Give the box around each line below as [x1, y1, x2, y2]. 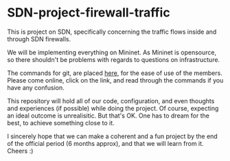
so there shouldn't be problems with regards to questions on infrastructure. [7, 55, 220, 63]
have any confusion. [7, 83, 65, 92]
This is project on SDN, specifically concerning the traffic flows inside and [7, 28, 217, 36]
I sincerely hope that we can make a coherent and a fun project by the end [7, 132, 218, 140]
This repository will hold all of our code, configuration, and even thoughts [7, 96, 215, 105]
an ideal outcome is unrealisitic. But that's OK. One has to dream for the [7, 111, 209, 120]
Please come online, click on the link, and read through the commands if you [7, 76, 224, 84]
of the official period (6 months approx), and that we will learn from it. [7, 139, 204, 147]
